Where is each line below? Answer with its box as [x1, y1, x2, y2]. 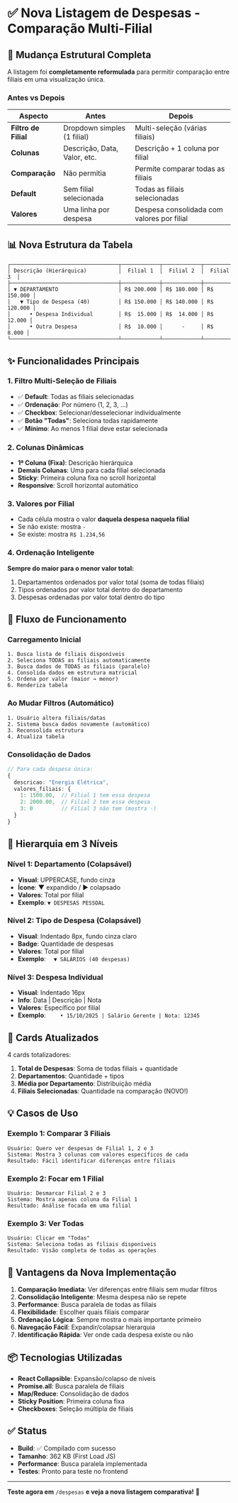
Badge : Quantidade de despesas [17, 939, 114, 948]
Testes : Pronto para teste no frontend [17, 1467, 128, 1475]
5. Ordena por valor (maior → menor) [7, 676, 119, 683]
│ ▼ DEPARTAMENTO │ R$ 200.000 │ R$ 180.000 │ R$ [7, 286, 214, 293]
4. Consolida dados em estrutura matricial [7, 669, 138, 677]
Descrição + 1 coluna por [134, 143, 220, 153]
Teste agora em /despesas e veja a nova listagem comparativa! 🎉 [7, 1487, 200, 1496]
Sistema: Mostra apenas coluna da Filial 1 [7, 1196, 138, 1203]
